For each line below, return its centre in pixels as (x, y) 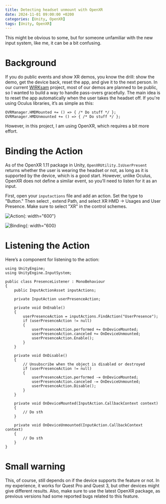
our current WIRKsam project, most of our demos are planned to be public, (81, 87)
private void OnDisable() (41, 356)
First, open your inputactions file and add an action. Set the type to (74, 196)
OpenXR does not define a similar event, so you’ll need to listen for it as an (81, 181)
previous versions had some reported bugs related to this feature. (72, 496)
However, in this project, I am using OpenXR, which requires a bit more (77, 126)
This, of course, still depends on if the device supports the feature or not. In (82, 480)
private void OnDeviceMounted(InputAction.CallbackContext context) (86, 404)
